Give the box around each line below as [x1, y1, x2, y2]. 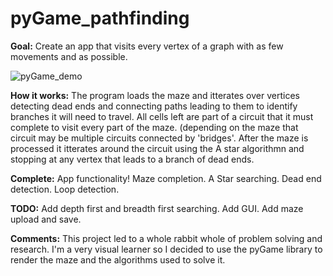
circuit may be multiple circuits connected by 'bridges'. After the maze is [10, 132, 309, 144]
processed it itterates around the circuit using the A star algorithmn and [10, 142, 305, 154]
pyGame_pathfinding [10, 7, 190, 30]
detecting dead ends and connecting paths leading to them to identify [10, 100, 298, 112]
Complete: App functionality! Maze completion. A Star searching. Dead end [10, 172, 322, 184]
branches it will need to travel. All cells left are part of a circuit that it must [10, 110, 314, 122]
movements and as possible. [10, 50, 128, 62]
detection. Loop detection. [10, 183, 120, 195]
